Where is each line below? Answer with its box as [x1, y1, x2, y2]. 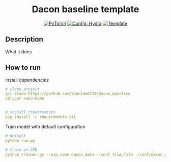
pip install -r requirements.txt [5, 114, 76, 120]
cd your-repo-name [5, 96, 44, 101]
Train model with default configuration [5, 123, 85, 129]
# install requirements [5, 110, 56, 115]
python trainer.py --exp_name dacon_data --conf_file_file [5, 152, 133, 157]
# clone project [5, 86, 40, 92]
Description [5, 35, 43, 44]
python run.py [5, 138, 36, 143]
